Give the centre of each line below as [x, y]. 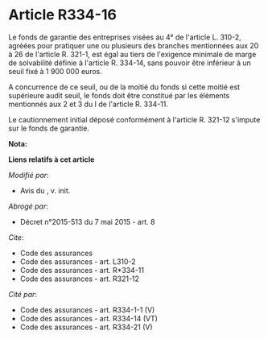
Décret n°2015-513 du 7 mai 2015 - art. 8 [87, 221]
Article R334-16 [62, 15]
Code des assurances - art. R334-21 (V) [86, 327]
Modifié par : [29, 175]
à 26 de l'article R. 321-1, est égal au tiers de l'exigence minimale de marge [132, 54]
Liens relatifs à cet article [52, 159]
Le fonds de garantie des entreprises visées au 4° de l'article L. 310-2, [125, 37]
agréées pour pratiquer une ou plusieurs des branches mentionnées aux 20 [134, 45]
